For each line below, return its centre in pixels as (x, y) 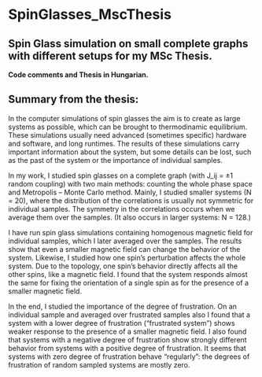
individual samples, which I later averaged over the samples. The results (125, 241)
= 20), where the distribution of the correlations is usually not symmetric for (131, 200)
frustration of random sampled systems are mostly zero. (99, 364)
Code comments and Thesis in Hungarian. (78, 75)
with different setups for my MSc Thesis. (110, 55)
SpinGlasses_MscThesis (90, 15)
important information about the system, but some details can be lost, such (130, 152)
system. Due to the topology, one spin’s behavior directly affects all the (123, 266)
